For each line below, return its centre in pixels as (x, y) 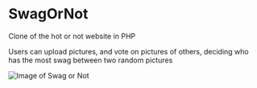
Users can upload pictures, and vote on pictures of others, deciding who (128, 51)
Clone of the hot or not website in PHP (72, 36)
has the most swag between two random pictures (91, 60)
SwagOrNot (48, 14)
